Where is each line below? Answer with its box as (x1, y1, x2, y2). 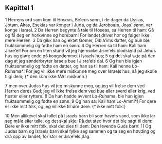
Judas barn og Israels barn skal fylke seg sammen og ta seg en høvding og (5, 128, 156, 134)
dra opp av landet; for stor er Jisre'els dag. (5, 133, 91, 139)
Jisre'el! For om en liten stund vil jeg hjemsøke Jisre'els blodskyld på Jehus (5, 48, 156, 53)
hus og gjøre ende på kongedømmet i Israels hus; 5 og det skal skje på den (5, 53, 156, 59)
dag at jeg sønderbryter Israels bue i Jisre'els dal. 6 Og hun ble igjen (5, 58, 142, 64)
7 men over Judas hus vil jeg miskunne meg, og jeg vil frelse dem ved (5, 82, 145, 89)
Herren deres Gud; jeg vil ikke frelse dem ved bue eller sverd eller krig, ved (5, 88, 156, 94)
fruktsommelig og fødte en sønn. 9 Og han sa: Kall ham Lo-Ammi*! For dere (5, 98, 157, 104)
